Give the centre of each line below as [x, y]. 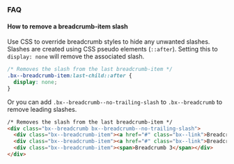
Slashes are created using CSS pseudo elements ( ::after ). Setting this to [112, 49]
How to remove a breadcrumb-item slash [68, 26]
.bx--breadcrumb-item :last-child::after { [70, 76]
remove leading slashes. [42, 109]
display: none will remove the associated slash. [76, 56]
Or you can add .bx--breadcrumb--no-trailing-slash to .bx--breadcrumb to [115, 101]
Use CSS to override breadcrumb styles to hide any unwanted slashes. [109, 42]
